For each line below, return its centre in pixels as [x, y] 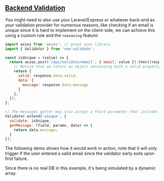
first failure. [17, 159]
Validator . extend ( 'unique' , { [36, 117]
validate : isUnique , [30, 121]
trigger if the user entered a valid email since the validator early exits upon [80, 154]
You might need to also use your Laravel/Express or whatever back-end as [80, 20]
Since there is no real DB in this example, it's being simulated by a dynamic [81, 168]
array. [11, 173]
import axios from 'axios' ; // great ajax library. [59, 44]
